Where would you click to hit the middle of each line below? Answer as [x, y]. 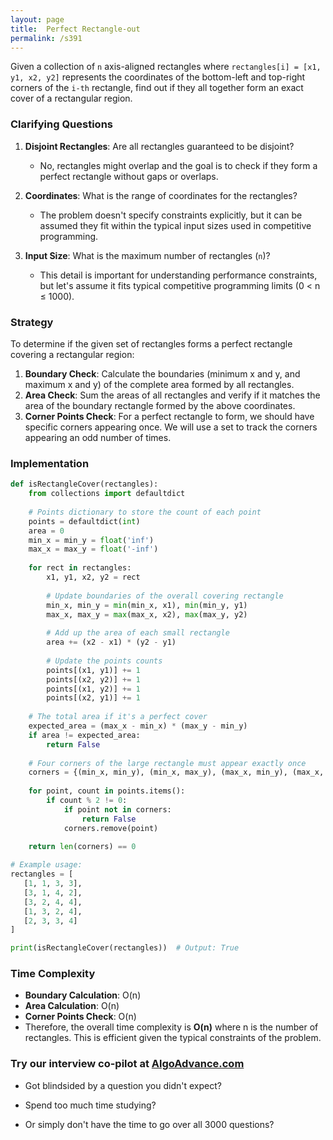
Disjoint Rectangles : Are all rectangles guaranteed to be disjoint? [159, 146]
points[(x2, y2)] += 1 [93, 679]
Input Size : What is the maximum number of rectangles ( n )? [147, 255]
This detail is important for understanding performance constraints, [178, 275]
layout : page [37, 19]
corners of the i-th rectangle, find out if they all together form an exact [157, 88]
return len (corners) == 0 [82, 847]
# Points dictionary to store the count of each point [145, 512]
